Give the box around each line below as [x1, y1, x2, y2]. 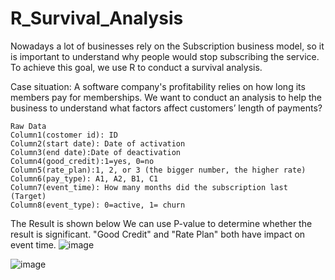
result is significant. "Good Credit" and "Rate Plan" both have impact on [10, 228, 306, 240]
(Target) [10, 191, 47, 201]
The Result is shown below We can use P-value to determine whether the [10, 217, 313, 229]
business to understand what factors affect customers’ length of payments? [10, 102, 323, 114]
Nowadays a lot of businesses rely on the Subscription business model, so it [10, 40, 325, 52]
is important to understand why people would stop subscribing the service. [10, 50, 320, 62]
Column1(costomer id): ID [10, 130, 118, 140]
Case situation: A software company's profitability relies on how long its [10, 80, 306, 92]
